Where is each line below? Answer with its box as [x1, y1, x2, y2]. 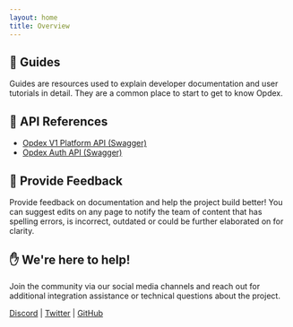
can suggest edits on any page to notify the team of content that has [9, 206, 263, 217]
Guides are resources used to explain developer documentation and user [9, 78, 279, 90]
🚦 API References [9, 114, 108, 129]
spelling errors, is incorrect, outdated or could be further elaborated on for [9, 216, 284, 227]
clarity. [9, 225, 35, 236]
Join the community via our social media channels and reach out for [9, 280, 261, 291]
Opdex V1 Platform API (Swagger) [22, 138, 148, 149]
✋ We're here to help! [9, 253, 131, 268]
